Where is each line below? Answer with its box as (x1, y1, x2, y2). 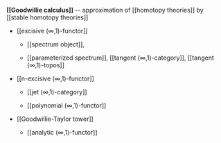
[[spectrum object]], (26, 40, 85, 48)
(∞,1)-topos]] (26, 61, 65, 69)
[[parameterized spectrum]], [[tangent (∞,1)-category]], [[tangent (26, 53, 214, 62)
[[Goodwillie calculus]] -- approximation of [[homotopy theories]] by (6, 6, 204, 14)
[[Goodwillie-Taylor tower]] (16, 115, 94, 123)
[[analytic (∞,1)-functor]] (26, 128, 98, 136)
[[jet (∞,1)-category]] (26, 88, 87, 96)
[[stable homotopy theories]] (6, 13, 89, 22)
